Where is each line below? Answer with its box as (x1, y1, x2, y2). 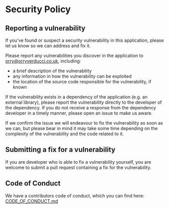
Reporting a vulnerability (5, 24, 86, 33)
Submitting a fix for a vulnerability (5, 145, 116, 154)
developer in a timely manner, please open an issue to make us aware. (5, 110, 153, 116)
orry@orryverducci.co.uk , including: (5, 58, 81, 64)
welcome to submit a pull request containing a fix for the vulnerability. (5, 164, 152, 170)
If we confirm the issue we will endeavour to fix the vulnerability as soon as (5, 120, 163, 126)
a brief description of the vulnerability (12, 68, 92, 74)
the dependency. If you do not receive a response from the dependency (5, 105, 156, 110)
